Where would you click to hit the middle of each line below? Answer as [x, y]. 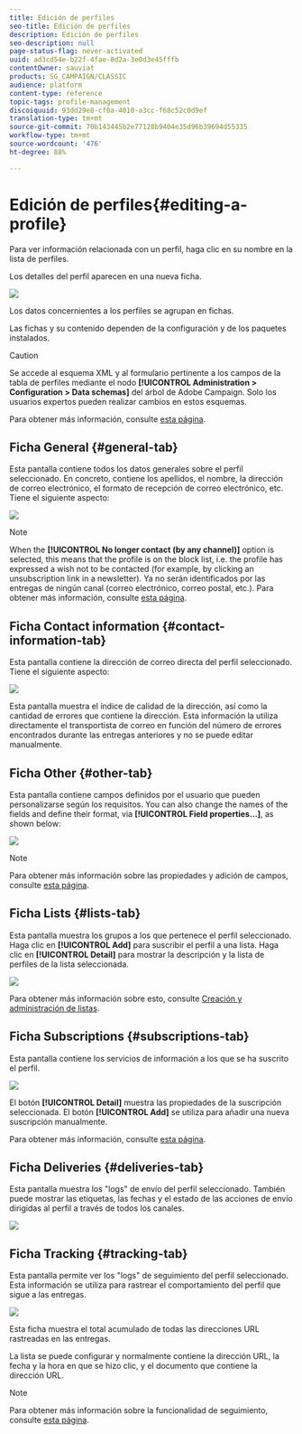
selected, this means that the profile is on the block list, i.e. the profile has [146, 559]
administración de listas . [55, 1008]
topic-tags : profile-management [70, 102]
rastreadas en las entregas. [60, 1339]
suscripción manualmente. [59, 1121]
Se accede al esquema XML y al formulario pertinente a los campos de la [145, 372]
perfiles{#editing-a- [170, 205]
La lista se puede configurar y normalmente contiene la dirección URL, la [144, 1356]
